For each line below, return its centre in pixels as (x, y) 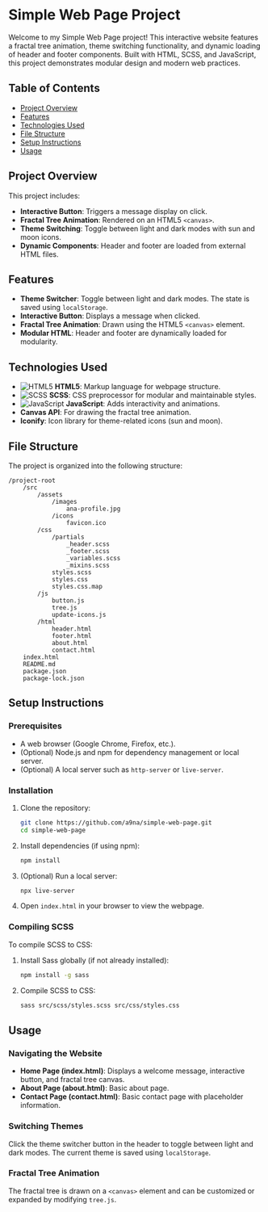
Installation (31, 791)
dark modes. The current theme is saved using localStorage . (110, 1152)
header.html (71, 629)
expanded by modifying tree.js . (63, 1199)
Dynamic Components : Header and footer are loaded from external (133, 245)
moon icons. (41, 237)
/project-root (32, 480)
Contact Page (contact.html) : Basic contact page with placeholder (132, 1097)
